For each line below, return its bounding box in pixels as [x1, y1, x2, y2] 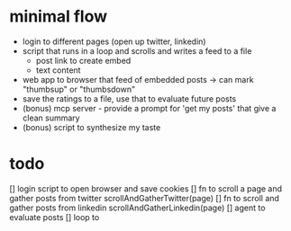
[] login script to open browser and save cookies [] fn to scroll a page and [9, 182, 282, 194]
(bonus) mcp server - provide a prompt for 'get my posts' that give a [22, 102, 277, 113]
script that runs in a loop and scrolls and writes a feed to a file [22, 45, 252, 56]
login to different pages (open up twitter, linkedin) [22, 36, 206, 47]
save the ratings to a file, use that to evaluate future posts [22, 93, 237, 104]
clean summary [22, 112, 80, 123]
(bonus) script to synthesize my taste [22, 121, 161, 132]
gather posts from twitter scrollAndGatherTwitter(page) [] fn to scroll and [9, 192, 279, 203]
